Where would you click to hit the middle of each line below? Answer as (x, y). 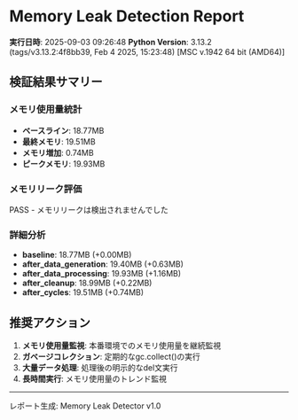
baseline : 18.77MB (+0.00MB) (77, 255)
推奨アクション (50, 322)
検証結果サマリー (56, 82)
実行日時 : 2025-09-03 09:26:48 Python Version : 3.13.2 (110, 42)
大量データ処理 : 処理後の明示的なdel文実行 (100, 368)
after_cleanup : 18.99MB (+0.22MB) (87, 283)
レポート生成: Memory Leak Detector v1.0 (85, 406)
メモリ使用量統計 (46, 110)
